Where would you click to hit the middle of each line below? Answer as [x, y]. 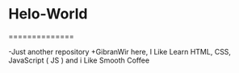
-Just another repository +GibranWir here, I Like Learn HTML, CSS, [120, 51]
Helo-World [48, 14]
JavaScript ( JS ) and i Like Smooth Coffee [79, 60]
